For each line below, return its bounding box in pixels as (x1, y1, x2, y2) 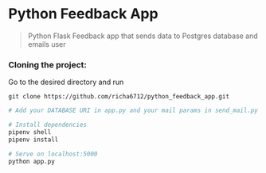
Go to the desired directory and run (8, 77, 124, 87)
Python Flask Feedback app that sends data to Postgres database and (27, 31, 259, 40)
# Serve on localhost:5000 (8, 150, 98, 158)
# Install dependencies (8, 121, 88, 129)
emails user (27, 39, 66, 48)
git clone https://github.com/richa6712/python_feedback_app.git (8, 93, 229, 101)
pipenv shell (8, 128, 52, 136)
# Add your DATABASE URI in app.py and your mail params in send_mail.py (8, 106, 259, 115)
